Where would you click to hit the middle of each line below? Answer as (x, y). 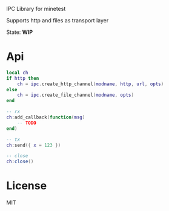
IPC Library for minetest (36, 9)
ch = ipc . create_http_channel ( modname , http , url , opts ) (91, 84)
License (27, 186)
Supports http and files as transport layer (58, 20)
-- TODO (27, 123)
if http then (23, 78)
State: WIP (20, 32)
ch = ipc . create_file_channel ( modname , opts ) (76, 95)
